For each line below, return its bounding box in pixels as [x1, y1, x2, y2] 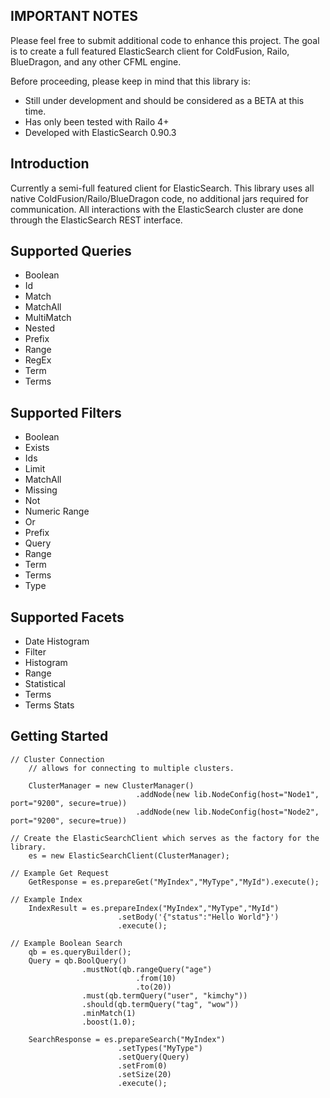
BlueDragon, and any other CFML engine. [10, 55, 182, 68]
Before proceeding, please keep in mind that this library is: [10, 75, 252, 87]
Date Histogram [24, 635, 90, 648]
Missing [24, 484, 58, 496]
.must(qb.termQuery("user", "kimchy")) [81, 990, 248, 1001]
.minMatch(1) [81, 1008, 137, 1018]
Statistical [24, 678, 67, 690]
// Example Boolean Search [10, 938, 123, 948]
